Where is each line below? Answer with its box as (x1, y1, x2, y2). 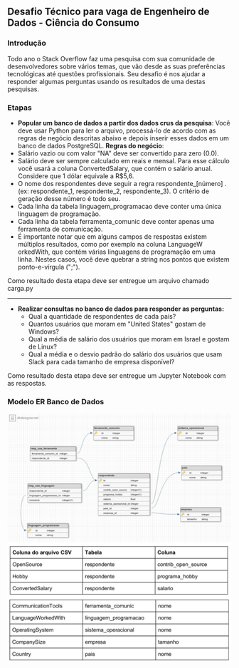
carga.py (7, 284, 33, 292)
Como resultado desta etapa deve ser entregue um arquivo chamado (7, 276, 210, 284)
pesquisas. (7, 85, 40, 93)
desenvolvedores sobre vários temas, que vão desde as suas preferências (7, 62, 225, 71)
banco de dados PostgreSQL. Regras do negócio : (17, 141, 164, 150)
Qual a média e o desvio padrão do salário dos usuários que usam (28, 349, 223, 359)
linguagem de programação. (17, 210, 101, 218)
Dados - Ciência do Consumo (7, 17, 140, 29)
